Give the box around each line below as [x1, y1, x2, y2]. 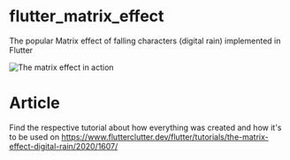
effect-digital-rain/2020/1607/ [9, 141, 118, 151]
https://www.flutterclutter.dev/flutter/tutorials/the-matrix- [61, 131, 270, 142]
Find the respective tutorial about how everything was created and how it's [9, 122, 282, 133]
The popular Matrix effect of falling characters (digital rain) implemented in [9, 35, 281, 46]
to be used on [9, 131, 60, 142]
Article [9, 93, 60, 113]
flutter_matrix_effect [9, 6, 164, 27]
